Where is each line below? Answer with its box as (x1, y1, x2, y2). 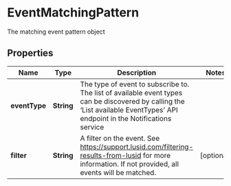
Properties (7, 47, 54, 59)
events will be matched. (80, 167, 157, 177)
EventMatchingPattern (7, 5, 140, 21)
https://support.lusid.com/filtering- (80, 142, 194, 152)
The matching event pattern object (7, 27, 105, 36)
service (80, 122, 104, 132)
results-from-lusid (80, 150, 142, 160)
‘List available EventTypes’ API (80, 105, 179, 115)
